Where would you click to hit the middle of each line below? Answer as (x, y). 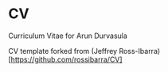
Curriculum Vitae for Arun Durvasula (68, 36)
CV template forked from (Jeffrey (63, 51)
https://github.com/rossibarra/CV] (66, 59)
